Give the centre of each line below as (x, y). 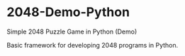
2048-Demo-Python (68, 12)
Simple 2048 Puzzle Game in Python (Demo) (72, 31)
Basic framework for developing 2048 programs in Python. (92, 45)
